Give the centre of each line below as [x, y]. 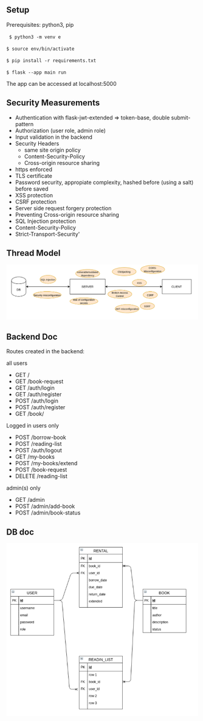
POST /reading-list [38, 444]
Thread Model [33, 253]
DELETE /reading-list [41, 476]
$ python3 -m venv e [35, 37]
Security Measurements [53, 103]
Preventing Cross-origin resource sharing [67, 214]
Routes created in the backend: [46, 351]
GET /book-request [39, 382]
